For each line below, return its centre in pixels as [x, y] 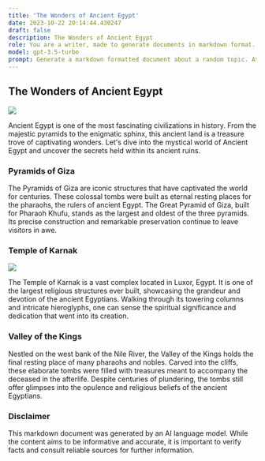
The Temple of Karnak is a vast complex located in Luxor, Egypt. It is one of [131, 283]
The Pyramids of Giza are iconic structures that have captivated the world [128, 188]
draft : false [30, 30]
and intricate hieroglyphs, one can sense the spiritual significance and [122, 308]
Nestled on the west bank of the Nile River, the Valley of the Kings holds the [131, 354]
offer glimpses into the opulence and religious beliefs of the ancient [118, 387]
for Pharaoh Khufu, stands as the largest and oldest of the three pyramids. [129, 213]
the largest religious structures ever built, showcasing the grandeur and [124, 291]
